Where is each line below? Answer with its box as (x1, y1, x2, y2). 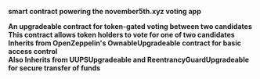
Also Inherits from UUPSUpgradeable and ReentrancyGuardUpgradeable (8, 55, 249, 64)
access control (8, 47, 58, 56)
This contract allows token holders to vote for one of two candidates (8, 31, 235, 39)
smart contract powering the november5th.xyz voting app (8, 7, 202, 16)
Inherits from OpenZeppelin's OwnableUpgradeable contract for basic (8, 38, 241, 48)
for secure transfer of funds (8, 63, 101, 73)
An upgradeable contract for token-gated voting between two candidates (8, 22, 252, 31)
